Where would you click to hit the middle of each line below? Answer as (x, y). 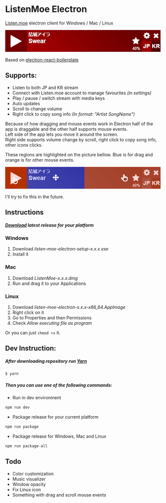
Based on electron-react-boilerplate (42, 60)
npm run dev (17, 408)
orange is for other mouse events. (40, 160)
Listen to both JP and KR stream (45, 87)
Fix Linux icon (27, 490)
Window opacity (29, 484)
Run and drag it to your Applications (49, 283)
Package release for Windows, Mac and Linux (59, 436)
